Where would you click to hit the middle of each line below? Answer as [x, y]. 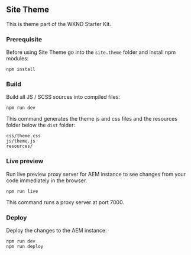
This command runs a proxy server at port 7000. [65, 202]
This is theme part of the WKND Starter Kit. [59, 24]
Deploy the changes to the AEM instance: [57, 230]
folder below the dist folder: [41, 125]
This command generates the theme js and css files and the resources [92, 119]
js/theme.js [21, 141]
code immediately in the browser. [47, 180]
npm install [21, 70]
